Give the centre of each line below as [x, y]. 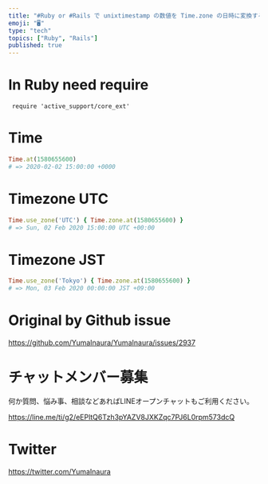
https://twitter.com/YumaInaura [60, 471]
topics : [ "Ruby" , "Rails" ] [53, 38]
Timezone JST [57, 260]
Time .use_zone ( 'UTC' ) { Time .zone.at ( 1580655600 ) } [96, 220]
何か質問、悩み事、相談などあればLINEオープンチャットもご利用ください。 [131, 401]
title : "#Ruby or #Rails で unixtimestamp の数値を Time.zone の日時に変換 [130, 16]
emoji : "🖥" [27, 23]
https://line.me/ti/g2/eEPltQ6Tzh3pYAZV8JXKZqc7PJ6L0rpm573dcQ [122, 417]
